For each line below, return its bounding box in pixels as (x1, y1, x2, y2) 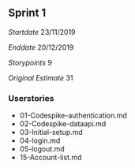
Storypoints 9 (8, 58, 53, 67)
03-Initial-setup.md (19, 128, 83, 137)
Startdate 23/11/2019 (8, 27, 77, 36)
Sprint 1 (8, 6, 47, 20)
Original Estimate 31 (8, 73, 73, 82)
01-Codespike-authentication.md (19, 110, 128, 121)
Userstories (8, 92, 54, 103)
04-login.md (19, 136, 61, 145)
